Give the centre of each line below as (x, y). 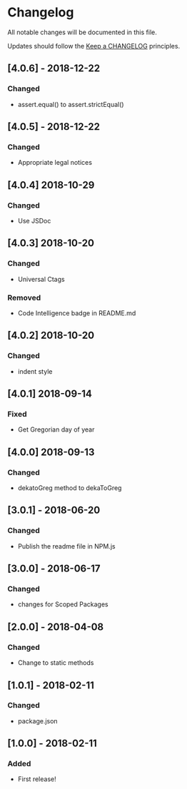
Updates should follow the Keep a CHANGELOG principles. (94, 46)
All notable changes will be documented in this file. (82, 32)
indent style (35, 371)
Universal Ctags (41, 279)
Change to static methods (56, 663)
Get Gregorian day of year (56, 429)
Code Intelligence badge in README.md (77, 313)
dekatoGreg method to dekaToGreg (70, 488)
